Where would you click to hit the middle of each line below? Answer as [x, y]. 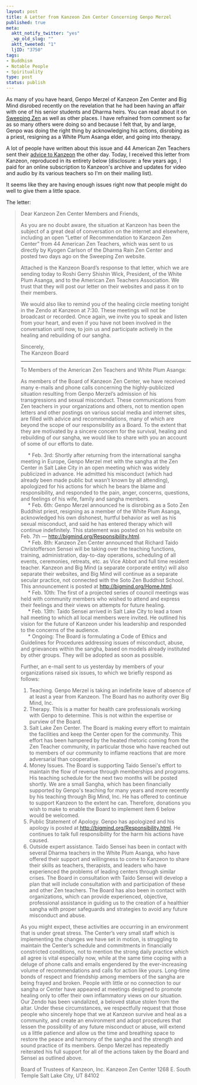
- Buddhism [19, 61]
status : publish [26, 83]
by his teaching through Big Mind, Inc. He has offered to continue [108, 797]
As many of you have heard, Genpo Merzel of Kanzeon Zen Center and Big [96, 99]
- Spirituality [25, 72]
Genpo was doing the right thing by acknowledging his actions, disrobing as [98, 131]
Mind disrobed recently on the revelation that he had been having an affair [96, 106]
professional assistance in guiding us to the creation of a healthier [109, 903]
